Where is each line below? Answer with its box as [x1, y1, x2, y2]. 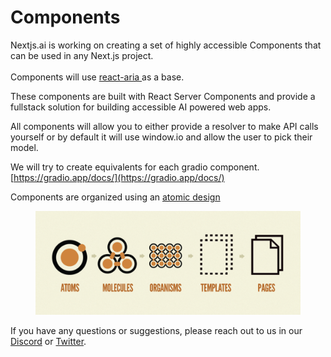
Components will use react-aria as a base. [10, 71, 185, 83]
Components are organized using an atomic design [10, 191, 221, 203]
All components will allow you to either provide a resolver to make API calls [10, 120, 319, 132]
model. [10, 141, 39, 153]
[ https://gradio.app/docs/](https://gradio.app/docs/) [10, 171, 225, 183]
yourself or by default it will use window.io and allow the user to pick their [10, 131, 313, 143]
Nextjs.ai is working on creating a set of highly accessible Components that [10, 39, 322, 51]
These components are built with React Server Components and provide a [10, 90, 316, 102]
